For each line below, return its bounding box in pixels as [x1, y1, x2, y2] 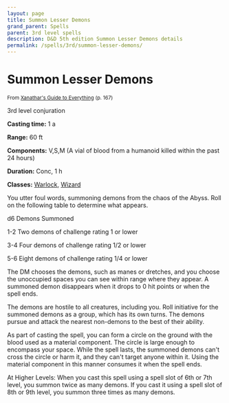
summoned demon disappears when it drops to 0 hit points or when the [7, 282, 210, 290]
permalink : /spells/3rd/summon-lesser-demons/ [7, 42, 143, 49]
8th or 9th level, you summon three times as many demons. [7, 388, 175, 396]
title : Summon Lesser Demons [7, 17, 91, 23]
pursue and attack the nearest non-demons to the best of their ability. [7, 317, 205, 325]
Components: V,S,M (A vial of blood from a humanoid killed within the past [7, 146, 220, 155]
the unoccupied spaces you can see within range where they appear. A [7, 274, 209, 283]
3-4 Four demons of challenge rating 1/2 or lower [7, 241, 146, 249]
